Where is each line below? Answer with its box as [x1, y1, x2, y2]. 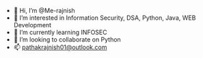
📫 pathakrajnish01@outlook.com [13, 43, 107, 51]
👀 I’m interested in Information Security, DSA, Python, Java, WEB [13, 14, 196, 22]
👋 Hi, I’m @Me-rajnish [13, 7, 75, 14]
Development [13, 21, 52, 29]
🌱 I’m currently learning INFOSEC [13, 28, 107, 36]
